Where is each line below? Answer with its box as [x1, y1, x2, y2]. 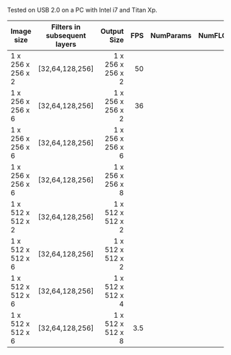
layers [55, 39, 77, 49]
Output [100, 27, 124, 36]
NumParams [150, 31, 192, 40]
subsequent [45, 31, 87, 40]
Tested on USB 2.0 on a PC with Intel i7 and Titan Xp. [7, 6, 158, 14]
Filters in [51, 22, 81, 32]
